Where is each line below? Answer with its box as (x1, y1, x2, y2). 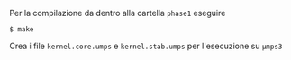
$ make (9, 25, 34, 34)
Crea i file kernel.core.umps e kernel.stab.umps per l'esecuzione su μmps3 (9, 40, 283, 51)
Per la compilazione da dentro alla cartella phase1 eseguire (9, 8, 226, 18)
